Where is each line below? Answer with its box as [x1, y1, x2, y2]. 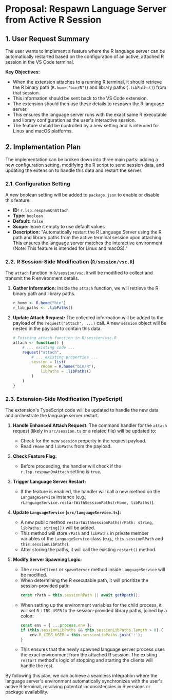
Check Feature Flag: [12, 453, 57, 459]
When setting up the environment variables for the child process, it [20, 601, 162, 608]
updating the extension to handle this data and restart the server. [5, 167, 143, 173]
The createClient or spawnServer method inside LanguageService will [20, 567, 165, 573]
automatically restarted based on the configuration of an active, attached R [5, 53, 164, 60]
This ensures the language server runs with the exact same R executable [12, 111, 167, 118]
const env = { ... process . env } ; [20, 623, 92, 628]
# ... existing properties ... [31, 355, 99, 360]
